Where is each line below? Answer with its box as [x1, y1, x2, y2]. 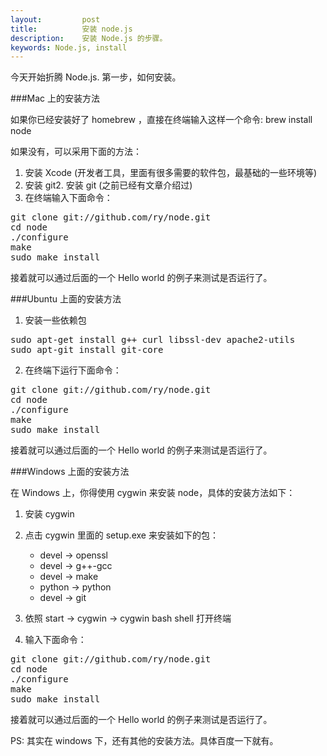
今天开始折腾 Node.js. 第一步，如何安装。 [10, 71, 182, 83]
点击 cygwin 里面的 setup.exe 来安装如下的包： [24, 529, 219, 541]
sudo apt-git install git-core [10, 344, 164, 356]
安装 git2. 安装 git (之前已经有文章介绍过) [24, 179, 193, 191]
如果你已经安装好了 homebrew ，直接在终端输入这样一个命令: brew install [10, 114, 313, 126]
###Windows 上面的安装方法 [10, 466, 130, 478]
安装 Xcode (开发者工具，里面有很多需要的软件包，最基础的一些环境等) [24, 167, 318, 179]
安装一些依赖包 [24, 314, 87, 326]
